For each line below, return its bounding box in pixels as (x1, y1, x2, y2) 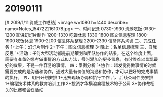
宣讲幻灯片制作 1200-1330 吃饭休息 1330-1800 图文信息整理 (16, 32, 136, 38)
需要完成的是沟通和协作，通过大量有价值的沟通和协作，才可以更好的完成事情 (5, 68, 158, 74)
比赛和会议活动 (13, 86, 44, 93)
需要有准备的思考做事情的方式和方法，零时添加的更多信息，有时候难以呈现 (5, 56, 154, 62)
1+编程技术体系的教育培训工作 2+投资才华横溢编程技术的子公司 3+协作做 (5, 80, 150, 86)
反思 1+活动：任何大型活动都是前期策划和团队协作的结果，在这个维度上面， (5, 50, 155, 56)
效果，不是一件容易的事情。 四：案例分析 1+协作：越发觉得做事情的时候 (13, 62, 157, 68)
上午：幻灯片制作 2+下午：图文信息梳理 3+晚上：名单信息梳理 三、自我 (15, 44, 157, 50)
